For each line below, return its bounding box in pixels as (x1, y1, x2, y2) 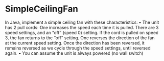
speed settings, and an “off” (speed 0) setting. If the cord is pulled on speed (5, 30, 159, 35)
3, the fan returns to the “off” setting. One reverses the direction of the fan (5, 35, 155, 41)
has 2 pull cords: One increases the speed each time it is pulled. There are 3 (5, 24, 159, 30)
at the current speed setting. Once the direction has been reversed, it (5, 40, 145, 46)
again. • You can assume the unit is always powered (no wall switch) (5, 50, 143, 56)
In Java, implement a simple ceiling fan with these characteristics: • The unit (5, 19, 159, 25)
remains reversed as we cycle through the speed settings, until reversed (5, 45, 151, 51)
